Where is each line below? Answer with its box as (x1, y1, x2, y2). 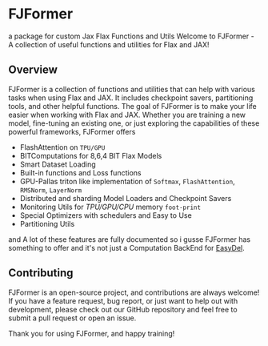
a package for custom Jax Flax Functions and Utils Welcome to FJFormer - (8, 31, 254, 41)
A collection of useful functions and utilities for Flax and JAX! (8, 39, 210, 49)
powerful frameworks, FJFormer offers (8, 127, 136, 136)
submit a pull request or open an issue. (8, 313, 137, 323)
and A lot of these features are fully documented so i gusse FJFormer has (8, 234, 250, 244)
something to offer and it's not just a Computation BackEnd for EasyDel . (8, 243, 246, 252)
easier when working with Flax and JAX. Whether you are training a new (8, 110, 246, 119)
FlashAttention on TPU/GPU (19, 142, 106, 152)
